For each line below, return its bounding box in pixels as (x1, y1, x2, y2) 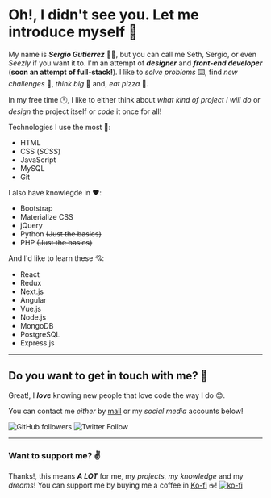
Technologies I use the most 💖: (8, 122, 111, 132)
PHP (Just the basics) (19, 237, 93, 247)
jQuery (19, 220, 43, 230)
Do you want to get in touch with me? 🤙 (8, 369, 208, 383)
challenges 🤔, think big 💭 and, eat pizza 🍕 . (8, 78, 149, 88)
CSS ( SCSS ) (19, 146, 61, 156)
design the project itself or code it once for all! (8, 107, 162, 116)
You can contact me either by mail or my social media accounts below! (8, 406, 244, 416)
